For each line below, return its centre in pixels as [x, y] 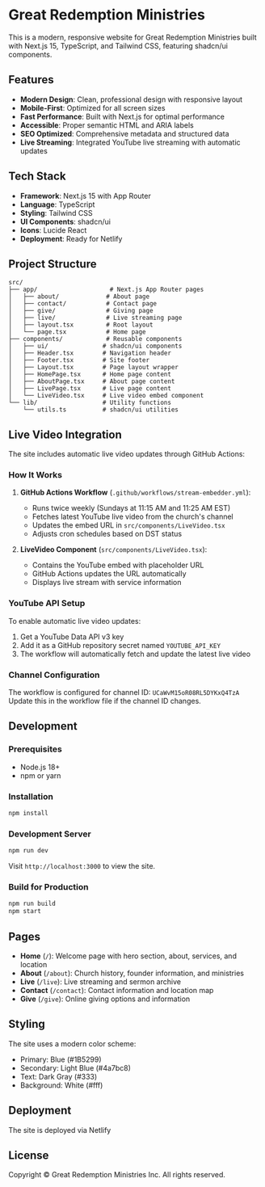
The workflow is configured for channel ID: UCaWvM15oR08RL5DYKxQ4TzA [124, 692]
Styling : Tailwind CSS [56, 213]
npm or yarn [40, 775]
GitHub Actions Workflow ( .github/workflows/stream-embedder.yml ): [135, 492]
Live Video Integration [65, 434]
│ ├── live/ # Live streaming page [95, 318]
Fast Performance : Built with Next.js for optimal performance [122, 116]
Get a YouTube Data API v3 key [72, 637]
